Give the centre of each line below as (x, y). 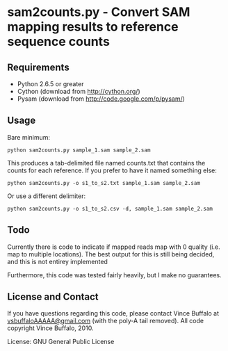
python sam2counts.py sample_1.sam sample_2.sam (79, 150)
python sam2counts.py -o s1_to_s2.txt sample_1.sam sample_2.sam (104, 183)
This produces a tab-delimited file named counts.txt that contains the (106, 163)
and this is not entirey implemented (57, 261)
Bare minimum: (29, 137)
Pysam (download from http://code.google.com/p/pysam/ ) (101, 99)
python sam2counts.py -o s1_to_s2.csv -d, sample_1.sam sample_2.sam (110, 209)
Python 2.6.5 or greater (51, 84)
